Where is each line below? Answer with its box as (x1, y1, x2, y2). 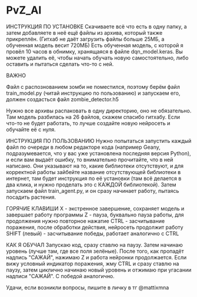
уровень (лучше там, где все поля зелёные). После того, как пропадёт (6, 248, 184, 255)
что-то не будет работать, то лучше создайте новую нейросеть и (6, 119, 171, 126)
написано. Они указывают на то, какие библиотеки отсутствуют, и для (6, 162, 184, 169)
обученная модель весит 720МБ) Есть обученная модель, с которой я (6, 42, 183, 49)
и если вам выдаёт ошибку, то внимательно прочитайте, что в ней (6, 156, 173, 163)
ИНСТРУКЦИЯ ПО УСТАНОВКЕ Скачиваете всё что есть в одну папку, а (6, 23, 187, 30)
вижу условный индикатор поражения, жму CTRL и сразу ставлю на (6, 260, 179, 267)
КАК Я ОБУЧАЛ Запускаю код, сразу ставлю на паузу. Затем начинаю (6, 241, 183, 248)
